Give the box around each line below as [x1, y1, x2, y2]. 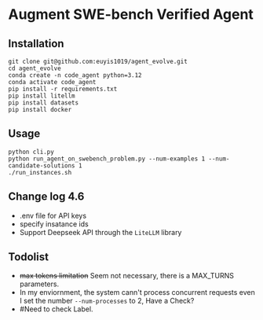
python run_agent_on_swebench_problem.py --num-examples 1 [8, 155, 206, 163]
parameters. [19, 279, 60, 289]
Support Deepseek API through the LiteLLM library [19, 227, 182, 237]
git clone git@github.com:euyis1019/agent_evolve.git [8, 57, 188, 65]
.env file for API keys [19, 211, 87, 220]
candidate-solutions [8, 161, 76, 170]
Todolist [8, 250, 49, 264]
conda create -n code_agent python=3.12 [8, 72, 143, 79]
